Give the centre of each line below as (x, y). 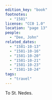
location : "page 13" (26, 28)
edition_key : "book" (26, 10)
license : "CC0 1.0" (25, 24)
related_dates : (21, 42)
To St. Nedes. (19, 93)
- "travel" (21, 79)
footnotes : (16, 14)
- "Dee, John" (24, 38)
